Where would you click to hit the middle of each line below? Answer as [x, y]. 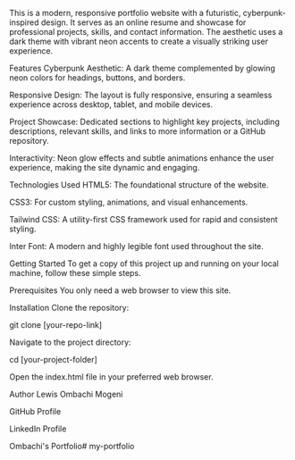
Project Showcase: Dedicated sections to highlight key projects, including [144, 121]
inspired [24, 22]
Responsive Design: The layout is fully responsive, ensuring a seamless [141, 95]
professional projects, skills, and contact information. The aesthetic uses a [146, 32]
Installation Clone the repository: [69, 308]
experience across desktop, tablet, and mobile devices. [111, 105]
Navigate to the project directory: [70, 342]
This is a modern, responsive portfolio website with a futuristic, [125, 13]
